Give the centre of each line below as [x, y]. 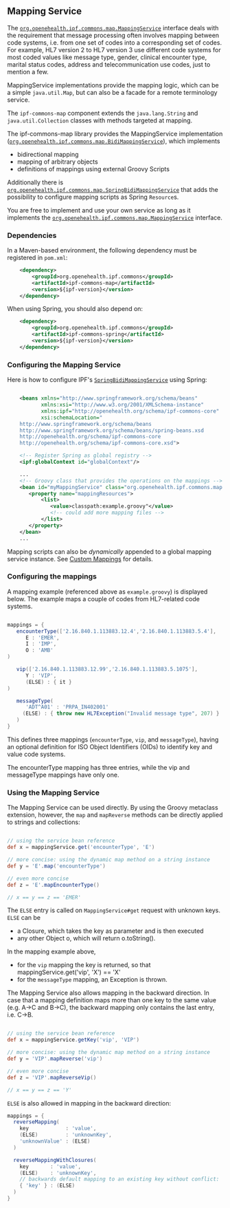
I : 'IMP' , [41, 644]
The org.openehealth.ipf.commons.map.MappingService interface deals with [113, 28]
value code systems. [36, 754]
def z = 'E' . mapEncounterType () [53, 885]
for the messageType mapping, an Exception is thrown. [92, 980]
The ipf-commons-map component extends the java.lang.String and [103, 113]
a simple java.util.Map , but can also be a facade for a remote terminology [112, 92]
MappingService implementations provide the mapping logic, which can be [113, 85]
